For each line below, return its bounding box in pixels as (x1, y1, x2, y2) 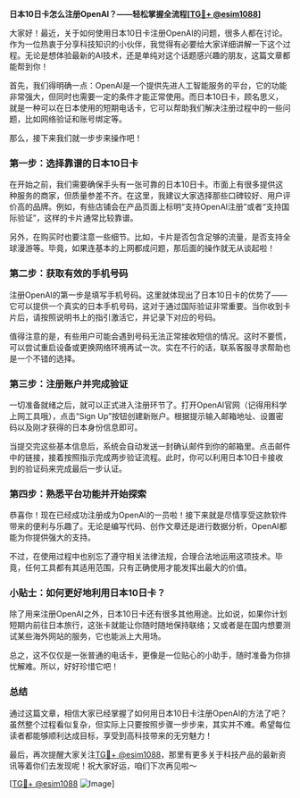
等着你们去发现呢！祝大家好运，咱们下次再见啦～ (16, 760, 197, 771)
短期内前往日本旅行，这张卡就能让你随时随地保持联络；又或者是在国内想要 (9, 620, 283, 631)
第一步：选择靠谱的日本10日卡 (9, 156, 138, 169)
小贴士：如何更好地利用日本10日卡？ (9, 587, 166, 600)
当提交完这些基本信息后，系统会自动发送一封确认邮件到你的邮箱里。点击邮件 (9, 441, 291, 451)
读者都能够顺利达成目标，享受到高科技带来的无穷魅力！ (9, 730, 212, 741)
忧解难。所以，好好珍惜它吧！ (9, 661, 119, 672)
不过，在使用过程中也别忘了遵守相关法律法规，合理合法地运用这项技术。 (9, 551, 275, 562)
